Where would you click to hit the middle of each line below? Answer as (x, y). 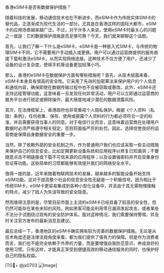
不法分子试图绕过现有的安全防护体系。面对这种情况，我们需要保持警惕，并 (80, 215)
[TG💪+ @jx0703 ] (31, 265)
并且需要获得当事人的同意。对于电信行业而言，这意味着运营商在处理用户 (86, 122)
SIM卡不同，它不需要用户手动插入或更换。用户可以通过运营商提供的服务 (82, 52)
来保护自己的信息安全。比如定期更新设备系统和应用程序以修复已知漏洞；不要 (82, 151)
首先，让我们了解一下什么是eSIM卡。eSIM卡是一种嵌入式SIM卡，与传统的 (79, 46)
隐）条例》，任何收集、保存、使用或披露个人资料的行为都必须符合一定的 (77, 116)
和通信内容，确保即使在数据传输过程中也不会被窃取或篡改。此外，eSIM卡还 (81, 87)
